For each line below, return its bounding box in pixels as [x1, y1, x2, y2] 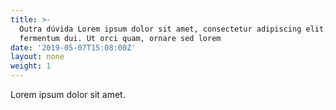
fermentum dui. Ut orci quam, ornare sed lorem [19, 33, 222, 43]
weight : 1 [10, 61, 52, 71]
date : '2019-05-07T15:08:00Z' [10, 42, 137, 53]
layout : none [10, 52, 65, 62]
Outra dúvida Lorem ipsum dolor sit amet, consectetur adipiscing [19, 24, 302, 34]
